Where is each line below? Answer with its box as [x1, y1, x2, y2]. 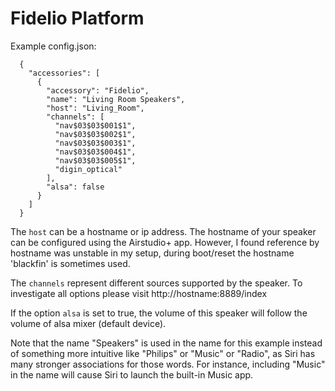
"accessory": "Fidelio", [46, 85, 150, 96]
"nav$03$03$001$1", [54, 120, 137, 131]
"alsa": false [46, 182, 105, 192]
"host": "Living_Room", [46, 103, 145, 113]
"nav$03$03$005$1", [54, 155, 137, 166]
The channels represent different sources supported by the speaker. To [10, 277, 303, 289]
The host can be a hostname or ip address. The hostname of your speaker [10, 225, 317, 237]
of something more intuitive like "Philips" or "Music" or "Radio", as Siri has [10, 347, 316, 359]
